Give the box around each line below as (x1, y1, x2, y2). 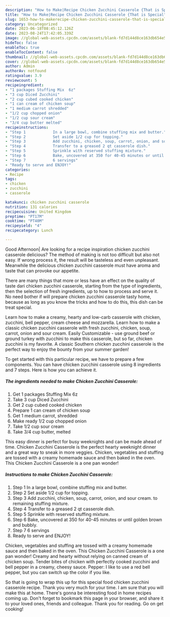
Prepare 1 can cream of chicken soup (12, 407, 91, 413)
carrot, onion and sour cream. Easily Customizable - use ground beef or (5, 330, 155, 336)
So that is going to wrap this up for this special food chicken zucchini (5, 579, 149, 585)
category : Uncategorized (5, 21, 58, 27)
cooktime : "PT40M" (5, 218, 44, 224)
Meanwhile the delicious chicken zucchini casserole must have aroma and (5, 262, 160, 268)
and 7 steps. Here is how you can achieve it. (5, 367, 98, 373)
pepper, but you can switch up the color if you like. (5, 569, 111, 575)
